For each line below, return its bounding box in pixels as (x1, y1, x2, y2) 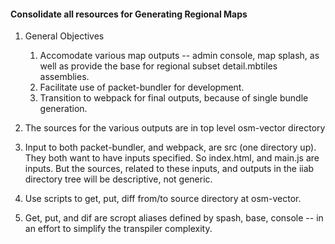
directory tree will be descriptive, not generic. (24, 173, 213, 185)
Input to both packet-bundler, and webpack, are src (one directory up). (24, 141, 317, 154)
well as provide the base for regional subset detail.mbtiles (39, 60, 278, 72)
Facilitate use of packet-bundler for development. (39, 81, 245, 94)
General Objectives (24, 30, 105, 42)
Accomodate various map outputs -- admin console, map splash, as (39, 50, 320, 62)
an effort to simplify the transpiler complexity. (24, 223, 213, 235)
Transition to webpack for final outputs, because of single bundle (39, 92, 309, 104)
